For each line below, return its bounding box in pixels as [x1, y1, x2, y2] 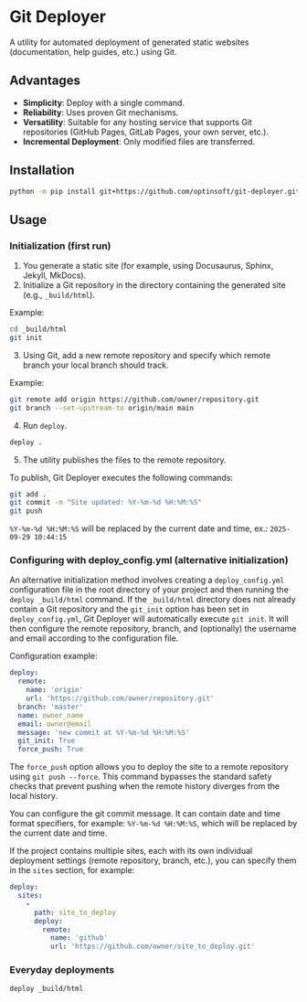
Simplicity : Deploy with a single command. [22, 97, 185, 108]
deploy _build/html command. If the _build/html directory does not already [9, 594, 296, 605]
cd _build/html [9, 325, 68, 335]
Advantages [9, 73, 80, 89]
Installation [9, 163, 75, 178]
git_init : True [17, 736, 76, 746]
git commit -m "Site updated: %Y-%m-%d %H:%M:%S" [9, 498, 203, 507]
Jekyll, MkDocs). [22, 270, 87, 281]
